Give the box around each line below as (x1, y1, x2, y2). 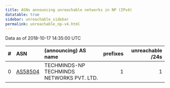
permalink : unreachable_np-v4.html (5, 21, 80, 27)
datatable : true (5, 12, 39, 17)
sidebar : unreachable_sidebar (5, 17, 69, 22)
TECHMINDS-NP (44, 62, 86, 69)
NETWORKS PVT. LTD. (44, 74, 98, 81)
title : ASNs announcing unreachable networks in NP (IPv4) (5, 7, 133, 13)
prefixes (103, 50, 124, 57)
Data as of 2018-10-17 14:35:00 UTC (5, 35, 81, 41)
